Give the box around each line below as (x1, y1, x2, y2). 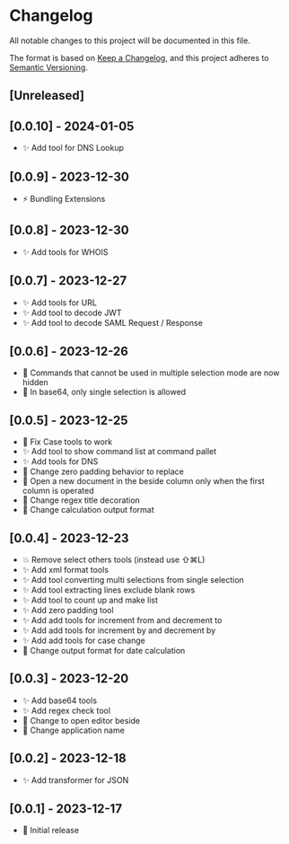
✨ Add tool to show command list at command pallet (22, 446, 217, 457)
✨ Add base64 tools (22, 695, 97, 706)
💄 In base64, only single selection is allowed (22, 387, 187, 398)
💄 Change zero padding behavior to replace (22, 466, 184, 477)
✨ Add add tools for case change (22, 635, 145, 646)
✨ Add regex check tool (22, 705, 110, 716)
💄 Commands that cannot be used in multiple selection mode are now (22, 367, 280, 378)
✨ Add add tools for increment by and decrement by (22, 625, 216, 636)
